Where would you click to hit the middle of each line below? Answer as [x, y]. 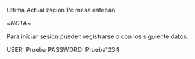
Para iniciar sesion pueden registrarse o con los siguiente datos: [97, 36]
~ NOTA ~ [19, 23]
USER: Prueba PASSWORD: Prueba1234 [63, 50]
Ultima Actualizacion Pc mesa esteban [61, 10]
